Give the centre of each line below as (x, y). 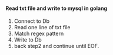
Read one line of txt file (42, 27)
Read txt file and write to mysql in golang (56, 8)
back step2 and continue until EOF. (56, 46)
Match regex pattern (39, 34)
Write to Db (28, 40)
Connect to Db (32, 21)
